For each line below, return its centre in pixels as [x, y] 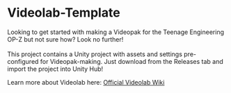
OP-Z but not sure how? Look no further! [65, 39]
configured [23, 61]
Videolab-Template [64, 13]
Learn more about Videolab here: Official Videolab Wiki [86, 82]
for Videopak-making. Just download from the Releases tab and [132, 61]
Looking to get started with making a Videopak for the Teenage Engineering [116, 32]
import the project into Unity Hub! [55, 69]
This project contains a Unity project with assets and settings [95, 54]
